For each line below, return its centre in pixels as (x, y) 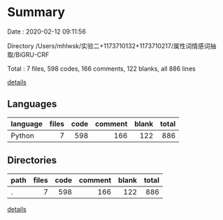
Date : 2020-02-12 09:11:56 (46, 31)
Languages (32, 104)
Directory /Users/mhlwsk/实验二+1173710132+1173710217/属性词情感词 (109, 45)
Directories (32, 160)
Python (23, 135)
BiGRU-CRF (33, 54)
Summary (36, 12)
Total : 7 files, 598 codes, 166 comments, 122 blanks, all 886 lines (101, 68)
